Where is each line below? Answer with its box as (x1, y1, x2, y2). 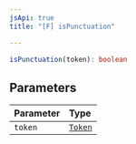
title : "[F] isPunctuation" (9, 22, 116, 31)
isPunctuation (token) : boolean (9, 55, 128, 64)
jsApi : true (9, 13, 54, 23)
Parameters (9, 79, 77, 96)
